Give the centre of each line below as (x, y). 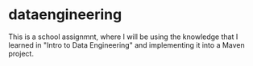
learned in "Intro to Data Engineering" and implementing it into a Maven (127, 45)
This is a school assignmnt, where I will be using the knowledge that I (123, 37)
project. (21, 53)
